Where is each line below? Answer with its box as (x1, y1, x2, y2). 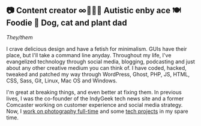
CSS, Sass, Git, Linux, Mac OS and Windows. (6, 77, 118, 84)
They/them (6, 33, 33, 41)
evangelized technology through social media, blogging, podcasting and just (6, 58, 195, 65)
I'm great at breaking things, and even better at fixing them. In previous (6, 88, 182, 96)
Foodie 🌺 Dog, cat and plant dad (6, 18, 127, 28)
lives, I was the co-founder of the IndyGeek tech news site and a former (6, 95, 184, 102)
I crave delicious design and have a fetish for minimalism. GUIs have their (6, 45, 187, 53)
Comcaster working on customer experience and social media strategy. (6, 101, 183, 108)
